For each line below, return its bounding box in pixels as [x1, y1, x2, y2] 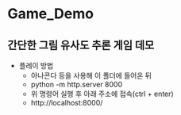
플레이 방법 [18, 61, 54, 70]
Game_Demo [7, 5, 94, 23]
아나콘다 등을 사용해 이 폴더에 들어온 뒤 [30, 71, 152, 80]
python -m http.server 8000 [30, 80, 123, 89]
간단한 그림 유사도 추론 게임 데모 [7, 38, 155, 52]
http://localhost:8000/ [30, 98, 103, 107]
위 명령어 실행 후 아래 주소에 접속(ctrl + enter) [30, 89, 174, 98]
